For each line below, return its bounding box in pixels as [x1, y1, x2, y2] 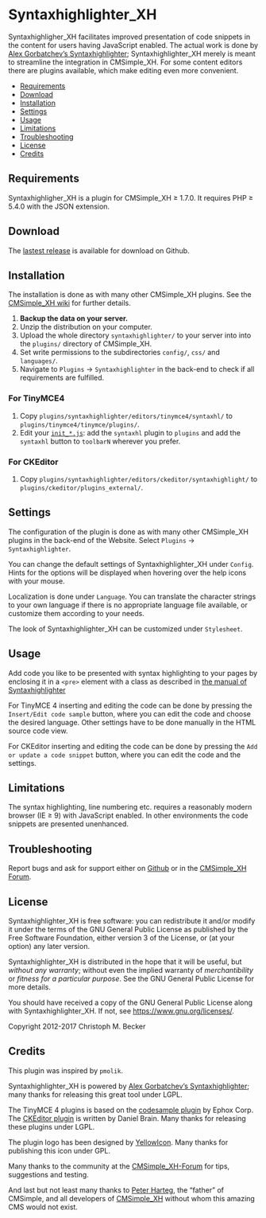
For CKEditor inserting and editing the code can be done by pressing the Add [8, 741, 258, 751]
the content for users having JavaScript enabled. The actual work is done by [8, 40, 259, 49]
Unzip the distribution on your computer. [19, 322, 152, 332]
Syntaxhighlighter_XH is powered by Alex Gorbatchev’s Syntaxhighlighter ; [8, 1081, 250, 1091]
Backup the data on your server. [19, 314, 129, 323]
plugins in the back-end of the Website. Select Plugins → [8, 535, 195, 545]
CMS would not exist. [8, 1202, 78, 1212]
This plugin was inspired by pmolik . [8, 1065, 123, 1076]
